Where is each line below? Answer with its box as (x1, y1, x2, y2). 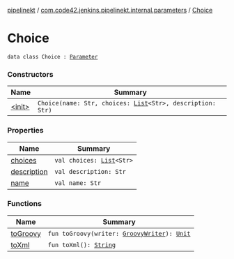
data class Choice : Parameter (7, 53, 98, 60)
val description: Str (54, 168, 127, 175)
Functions (7, 199, 42, 209)
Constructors (7, 69, 54, 79)
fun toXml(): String (47, 241, 116, 249)
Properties (7, 126, 44, 135)
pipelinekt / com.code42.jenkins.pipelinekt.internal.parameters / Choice (7, 6, 213, 14)
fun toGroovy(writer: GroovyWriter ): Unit (47, 230, 191, 237)
